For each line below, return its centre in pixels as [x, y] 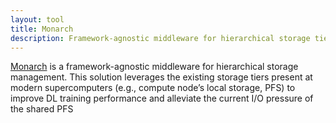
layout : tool [37, 19]
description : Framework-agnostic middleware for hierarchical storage [160, 38]
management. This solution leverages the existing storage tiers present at [161, 77]
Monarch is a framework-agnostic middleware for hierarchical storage [154, 67]
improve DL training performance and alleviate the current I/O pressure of [162, 98]
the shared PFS [42, 109]
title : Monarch [42, 29]
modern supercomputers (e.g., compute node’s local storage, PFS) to [153, 88]
